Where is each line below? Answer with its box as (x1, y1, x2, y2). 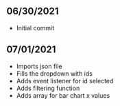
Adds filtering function (16, 84, 80, 92)
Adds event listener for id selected (16, 76, 114, 85)
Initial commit (16, 23, 55, 32)
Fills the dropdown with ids (16, 69, 93, 78)
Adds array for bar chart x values (16, 91, 110, 99)
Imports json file (16, 62, 62, 70)
